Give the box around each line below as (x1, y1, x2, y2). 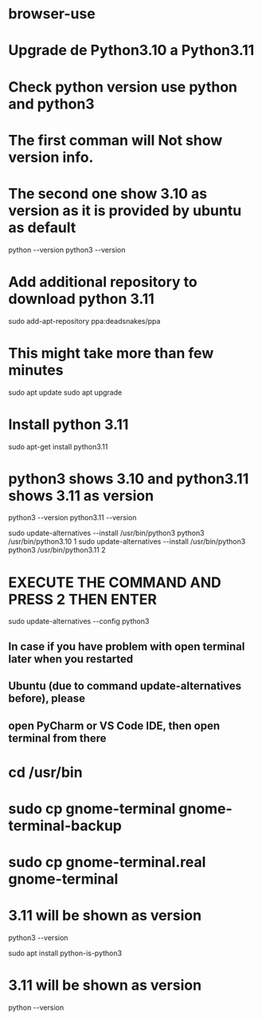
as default (8, 219, 76, 236)
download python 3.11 (8, 289, 155, 308)
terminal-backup (8, 817, 122, 834)
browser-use (8, 5, 96, 23)
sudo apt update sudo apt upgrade (8, 388, 123, 397)
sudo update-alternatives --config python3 (8, 616, 150, 626)
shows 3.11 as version (8, 486, 154, 505)
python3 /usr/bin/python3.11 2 (8, 545, 106, 555)
